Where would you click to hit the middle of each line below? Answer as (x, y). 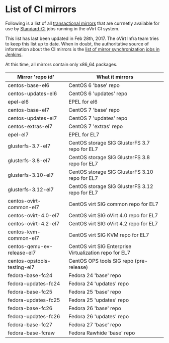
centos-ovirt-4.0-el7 (34, 215)
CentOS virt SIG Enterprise (100, 246)
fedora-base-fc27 (30, 324)
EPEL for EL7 (84, 134)
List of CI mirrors (41, 9)
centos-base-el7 (29, 110)
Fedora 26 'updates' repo (99, 316)
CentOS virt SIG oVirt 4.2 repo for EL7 (113, 223)
